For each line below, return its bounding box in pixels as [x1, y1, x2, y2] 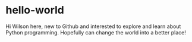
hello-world [5, 3, 65, 17]
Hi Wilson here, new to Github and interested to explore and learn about [5, 23, 181, 30]
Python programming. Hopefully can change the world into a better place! [5, 29, 187, 36]
